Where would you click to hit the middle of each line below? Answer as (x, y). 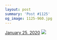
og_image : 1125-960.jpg (29, 18)
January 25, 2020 (23, 33)
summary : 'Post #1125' (28, 14)
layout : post (18, 9)
